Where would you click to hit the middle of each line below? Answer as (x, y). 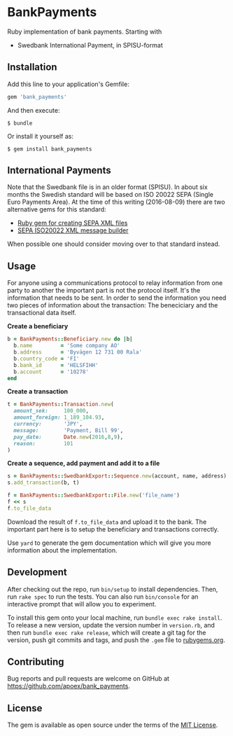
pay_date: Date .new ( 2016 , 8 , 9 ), (69, 437)
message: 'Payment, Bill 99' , (69, 430)
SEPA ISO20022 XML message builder (73, 230)
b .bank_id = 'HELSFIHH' (56, 365)
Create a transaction (38, 391)
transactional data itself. (42, 313)
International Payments (59, 171)
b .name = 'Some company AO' (67, 346)
